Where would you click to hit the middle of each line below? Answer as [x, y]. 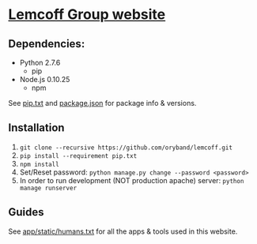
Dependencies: [47, 44]
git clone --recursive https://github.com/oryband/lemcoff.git [126, 148]
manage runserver [48, 188]
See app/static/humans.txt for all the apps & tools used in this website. [123, 231]
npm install [39, 164]
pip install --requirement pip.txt [78, 156]
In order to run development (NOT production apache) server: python [132, 180]
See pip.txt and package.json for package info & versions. [102, 103]
